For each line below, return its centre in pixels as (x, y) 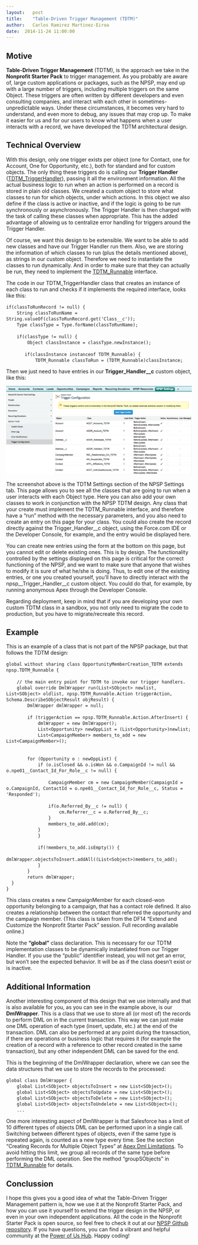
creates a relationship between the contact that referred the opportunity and (99, 913)
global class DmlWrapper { (39, 1081)
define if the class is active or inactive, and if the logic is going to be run (93, 203)
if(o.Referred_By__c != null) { (88, 806)
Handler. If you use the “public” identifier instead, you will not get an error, (96, 956)
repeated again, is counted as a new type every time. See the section (90, 1140)
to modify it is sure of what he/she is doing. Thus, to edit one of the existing (98, 571)
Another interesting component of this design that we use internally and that (99, 1001)
